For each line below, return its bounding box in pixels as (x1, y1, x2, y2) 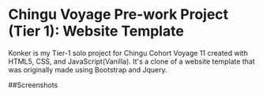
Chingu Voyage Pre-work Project (8, 6, 229, 24)
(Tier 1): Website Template (8, 22, 184, 40)
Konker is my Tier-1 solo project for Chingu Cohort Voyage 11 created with (8, 48, 249, 57)
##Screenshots (8, 80, 58, 90)
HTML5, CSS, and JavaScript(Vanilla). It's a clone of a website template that (8, 57, 255, 66)
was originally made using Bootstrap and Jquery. (8, 65, 167, 74)
